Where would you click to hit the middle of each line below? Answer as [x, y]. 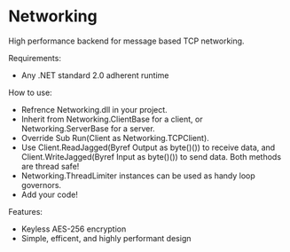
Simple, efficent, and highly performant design [106, 238]
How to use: [30, 92]
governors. [41, 185]
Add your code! [50, 194]
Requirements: [35, 58]
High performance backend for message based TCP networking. [126, 41]
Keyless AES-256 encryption [74, 229]
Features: [26, 211]
